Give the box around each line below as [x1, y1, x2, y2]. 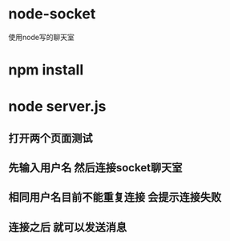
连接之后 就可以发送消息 [8, 220, 127, 234]
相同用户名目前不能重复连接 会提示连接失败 [8, 191, 222, 204]
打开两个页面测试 [8, 131, 93, 145]
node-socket [8, 5, 96, 23]
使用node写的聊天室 [8, 32, 75, 42]
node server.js [8, 98, 107, 116]
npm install [8, 61, 84, 79]
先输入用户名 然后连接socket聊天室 [8, 161, 183, 175]
